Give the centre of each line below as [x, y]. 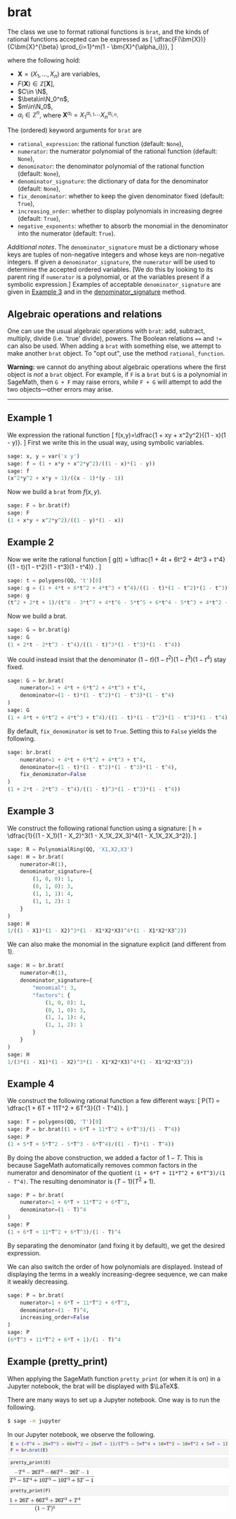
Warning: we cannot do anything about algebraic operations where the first [117, 367]
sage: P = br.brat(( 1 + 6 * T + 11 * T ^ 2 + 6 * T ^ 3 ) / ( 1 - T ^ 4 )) [94, 1130]
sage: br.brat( [29, 752]
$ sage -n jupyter [34, 1421]
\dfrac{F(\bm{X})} [180, 39]
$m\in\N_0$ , [35, 106]
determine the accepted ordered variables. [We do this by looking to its [110, 270]
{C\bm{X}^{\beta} [33, 46]
